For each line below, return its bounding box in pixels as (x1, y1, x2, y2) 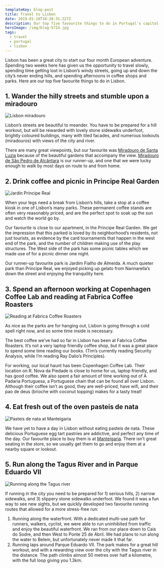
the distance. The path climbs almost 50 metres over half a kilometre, (12, 552, 152, 558)
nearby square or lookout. (5, 446, 57, 452)
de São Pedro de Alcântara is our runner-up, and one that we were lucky (5, 158, 151, 164)
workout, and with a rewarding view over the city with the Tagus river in (12, 547, 157, 553)
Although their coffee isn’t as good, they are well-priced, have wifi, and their (5, 383, 159, 390)
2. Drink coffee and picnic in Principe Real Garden (5, 177, 160, 185)
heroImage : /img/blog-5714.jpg (5, 25, 69, 30)
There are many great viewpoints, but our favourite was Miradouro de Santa (5, 148, 158, 153)
